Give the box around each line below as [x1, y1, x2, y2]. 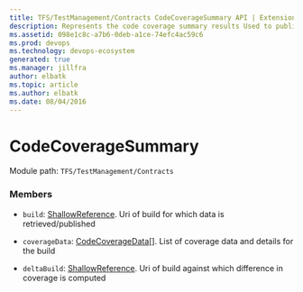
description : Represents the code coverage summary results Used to [9, 22, 272, 31]
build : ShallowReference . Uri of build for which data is [22, 208, 225, 219]
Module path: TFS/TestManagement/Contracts [9, 166, 174, 177]
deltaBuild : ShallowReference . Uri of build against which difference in [22, 262, 284, 273]
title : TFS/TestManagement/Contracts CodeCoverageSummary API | [9, 13, 256, 23]
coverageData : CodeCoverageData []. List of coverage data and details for [22, 235, 294, 246]
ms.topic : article [9, 80, 78, 89]
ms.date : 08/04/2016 [9, 96, 87, 106]
